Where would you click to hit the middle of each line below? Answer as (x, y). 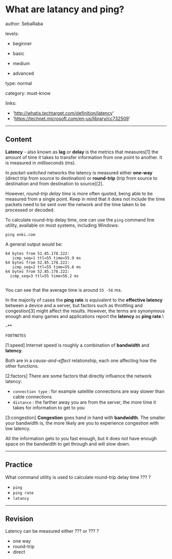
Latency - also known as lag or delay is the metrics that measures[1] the (82, 152)
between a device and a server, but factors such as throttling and (74, 305)
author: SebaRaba (24, 24)
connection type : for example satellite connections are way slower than (89, 391)
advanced (23, 73)
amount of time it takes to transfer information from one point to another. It (84, 157)
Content (19, 139)
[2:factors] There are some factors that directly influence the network (79, 376)
